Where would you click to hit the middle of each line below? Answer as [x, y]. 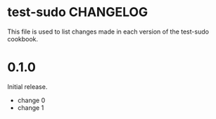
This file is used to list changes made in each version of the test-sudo [108, 31]
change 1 [31, 107]
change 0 [31, 100]
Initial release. [27, 86]
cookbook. [23, 38]
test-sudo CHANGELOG [78, 12]
